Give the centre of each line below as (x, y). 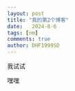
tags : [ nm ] (23, 33)
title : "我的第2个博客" (38, 20)
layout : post (26, 13)
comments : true (29, 39)
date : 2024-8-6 (32, 26)
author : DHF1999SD (33, 45)
